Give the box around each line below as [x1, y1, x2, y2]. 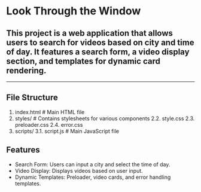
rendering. [6, 65, 47, 75]
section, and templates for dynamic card [6, 56, 160, 66]
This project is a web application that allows [6, 28, 173, 38]
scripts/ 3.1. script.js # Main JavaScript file [14, 127, 120, 135]
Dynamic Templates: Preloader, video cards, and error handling [14, 173, 171, 181]
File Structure [6, 93, 58, 103]
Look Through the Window [6, 4, 141, 18]
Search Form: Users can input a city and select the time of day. [14, 160, 170, 168]
